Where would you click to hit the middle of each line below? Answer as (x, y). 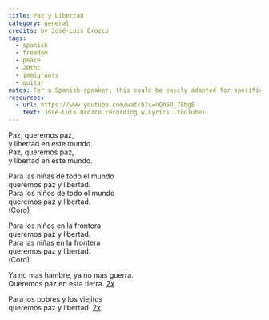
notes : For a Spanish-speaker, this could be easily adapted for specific (136, 90)
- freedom (32, 53)
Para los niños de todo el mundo (62, 193)
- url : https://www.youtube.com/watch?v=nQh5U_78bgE (105, 105)
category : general (39, 23)
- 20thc (28, 68)
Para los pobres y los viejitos (56, 299)
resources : (26, 98)
